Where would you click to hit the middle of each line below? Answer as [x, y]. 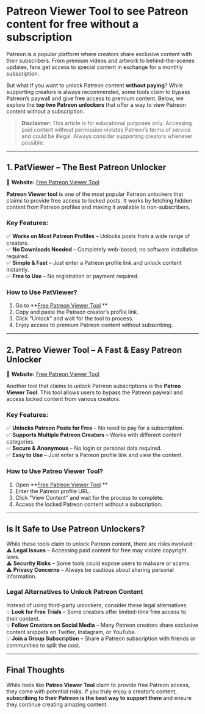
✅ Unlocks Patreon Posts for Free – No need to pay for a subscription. [95, 428]
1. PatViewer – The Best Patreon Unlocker [86, 168]
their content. [23, 618]
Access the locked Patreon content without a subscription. [89, 504]
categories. [20, 442]
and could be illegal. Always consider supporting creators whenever [107, 136]
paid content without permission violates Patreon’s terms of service [106, 129]
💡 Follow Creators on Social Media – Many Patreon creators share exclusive [102, 625]
